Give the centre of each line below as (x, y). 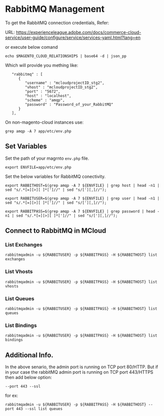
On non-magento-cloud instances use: (44, 122)
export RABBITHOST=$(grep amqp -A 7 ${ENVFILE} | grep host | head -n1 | (82, 185)
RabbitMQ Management (55, 9)
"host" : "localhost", (48, 96)
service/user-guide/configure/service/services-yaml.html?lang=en (73, 37)
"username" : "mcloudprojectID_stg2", (65, 83)
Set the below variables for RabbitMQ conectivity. (55, 176)
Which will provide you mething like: (42, 65)
